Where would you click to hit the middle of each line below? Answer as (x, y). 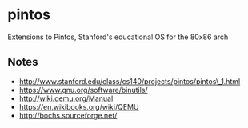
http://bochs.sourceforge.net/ (68, 115)
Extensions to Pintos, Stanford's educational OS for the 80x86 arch (118, 37)
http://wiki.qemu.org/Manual (66, 98)
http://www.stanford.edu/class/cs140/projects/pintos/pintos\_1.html (130, 81)
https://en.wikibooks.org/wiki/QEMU (79, 106)
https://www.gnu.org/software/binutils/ (84, 90)
